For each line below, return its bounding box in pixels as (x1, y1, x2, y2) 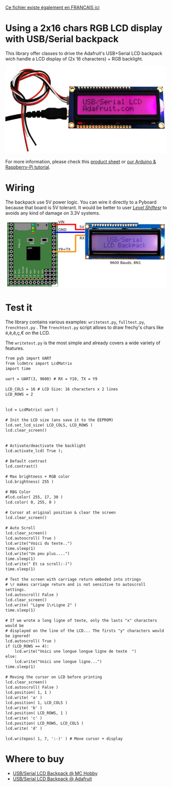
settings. (5, 587, 27, 593)
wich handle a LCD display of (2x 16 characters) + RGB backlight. (5, 56, 143, 62)
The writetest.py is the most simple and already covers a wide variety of (5, 340, 161, 346)
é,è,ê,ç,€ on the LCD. (5, 330, 50, 336)
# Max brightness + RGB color (5, 474, 70, 480)
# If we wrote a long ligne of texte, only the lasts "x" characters (5, 618, 158, 624)
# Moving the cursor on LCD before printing (5, 674, 102, 680)
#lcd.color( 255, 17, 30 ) (5, 495, 63, 500)
